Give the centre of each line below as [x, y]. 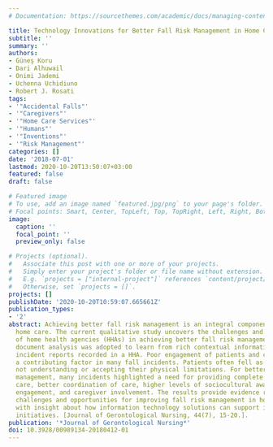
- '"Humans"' [30, 129]
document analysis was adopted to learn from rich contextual [123, 347]
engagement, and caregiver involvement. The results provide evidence [138, 393]
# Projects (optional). [49, 257]
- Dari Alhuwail [36, 69]
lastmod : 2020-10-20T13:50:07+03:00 [70, 167]
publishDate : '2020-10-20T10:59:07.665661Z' [85, 302]
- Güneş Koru [30, 61]
